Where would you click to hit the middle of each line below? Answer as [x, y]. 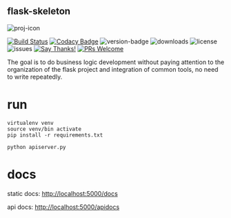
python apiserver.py [37, 147]
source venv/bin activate [44, 129]
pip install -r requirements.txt [55, 135]
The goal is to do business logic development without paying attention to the [116, 62]
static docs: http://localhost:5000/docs [63, 193]
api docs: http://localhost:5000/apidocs [63, 207]
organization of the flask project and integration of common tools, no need [113, 69]
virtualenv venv [30, 123]
